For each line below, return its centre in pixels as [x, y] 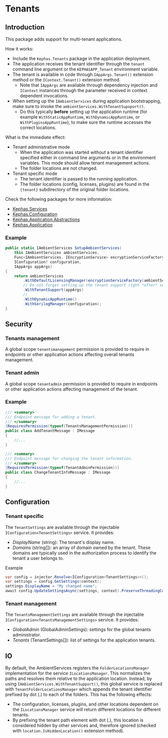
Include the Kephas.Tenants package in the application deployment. [81, 58]
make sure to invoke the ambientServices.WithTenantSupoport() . [78, 106]
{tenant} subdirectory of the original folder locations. [75, 189]
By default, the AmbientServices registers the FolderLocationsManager [77, 668]
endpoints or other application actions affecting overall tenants [70, 354]
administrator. [26, 635]
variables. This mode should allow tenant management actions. [85, 163]
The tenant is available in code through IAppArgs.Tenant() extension [83, 74]
